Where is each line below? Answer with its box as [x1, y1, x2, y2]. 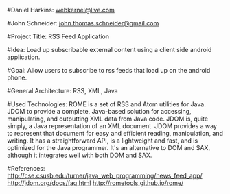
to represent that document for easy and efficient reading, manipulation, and [7, 130, 224, 137]
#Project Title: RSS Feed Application [7, 32, 110, 40]
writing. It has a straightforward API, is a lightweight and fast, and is [7, 136, 198, 145]
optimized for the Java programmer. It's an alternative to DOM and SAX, [7, 144, 211, 151]
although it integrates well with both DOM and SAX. [7, 151, 152, 159]
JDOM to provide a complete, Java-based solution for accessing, [7, 108, 192, 115]
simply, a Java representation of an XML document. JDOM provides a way [7, 122, 218, 130]
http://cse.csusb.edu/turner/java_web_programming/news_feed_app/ [7, 171, 203, 180]
